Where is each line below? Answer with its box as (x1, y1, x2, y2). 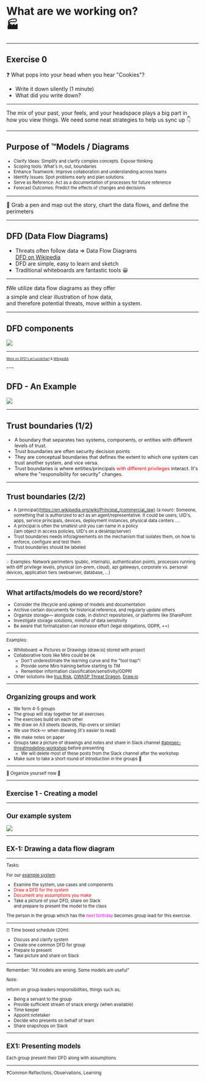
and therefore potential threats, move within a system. (6, 300, 142, 307)
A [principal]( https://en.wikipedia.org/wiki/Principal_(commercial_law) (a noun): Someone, (13, 507, 197, 513)
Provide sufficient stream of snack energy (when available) (13, 1001, 134, 1008)
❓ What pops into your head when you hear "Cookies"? (6, 71, 145, 78)
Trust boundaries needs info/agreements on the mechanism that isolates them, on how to (13, 533, 196, 540)
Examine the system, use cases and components (13, 882, 113, 888)
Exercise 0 (6, 54, 48, 65)
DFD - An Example (6, 381, 77, 391)
